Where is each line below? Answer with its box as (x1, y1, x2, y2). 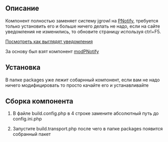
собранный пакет (12, 131, 51, 137)
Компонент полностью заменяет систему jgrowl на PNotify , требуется (5, 17, 158, 23)
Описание (5, 4, 39, 13)
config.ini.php (12, 116, 42, 122)
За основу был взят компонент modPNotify (5, 48, 100, 54)
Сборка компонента (5, 97, 74, 106)
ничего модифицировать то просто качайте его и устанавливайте (5, 82, 149, 88)
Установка (5, 63, 41, 72)
